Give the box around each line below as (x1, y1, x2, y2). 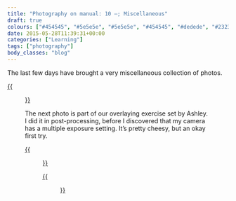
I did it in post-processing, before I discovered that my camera (25, 116, 206, 125)
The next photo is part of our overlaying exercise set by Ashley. (25, 109, 209, 118)
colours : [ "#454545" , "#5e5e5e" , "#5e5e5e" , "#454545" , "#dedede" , (7, 23, 209, 30)
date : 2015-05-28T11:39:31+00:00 (7, 29, 105, 37)
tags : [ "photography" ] (7, 43, 74, 50)
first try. (25, 131, 48, 140)
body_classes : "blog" (7, 50, 71, 57)
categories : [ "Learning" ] (7, 36, 83, 43)
